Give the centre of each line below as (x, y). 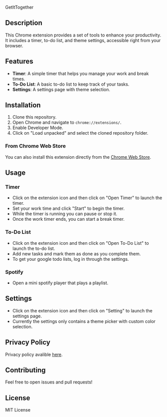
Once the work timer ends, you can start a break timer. (68, 219)
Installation (23, 105)
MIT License (18, 410)
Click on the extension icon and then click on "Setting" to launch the (83, 310)
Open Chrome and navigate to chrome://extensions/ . (67, 123)
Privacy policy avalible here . (34, 354)
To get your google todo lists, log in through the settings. (71, 259)
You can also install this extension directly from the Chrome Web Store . (78, 157)
